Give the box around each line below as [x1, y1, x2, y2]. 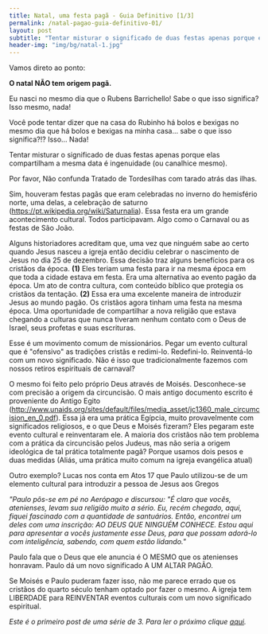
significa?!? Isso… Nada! [9, 134, 89, 144]
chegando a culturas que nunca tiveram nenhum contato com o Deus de [9, 315, 247, 325]
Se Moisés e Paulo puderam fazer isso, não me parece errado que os [9, 576, 236, 585]
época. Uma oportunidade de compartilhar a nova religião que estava [9, 306, 237, 316]
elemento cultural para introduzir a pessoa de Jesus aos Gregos [9, 479, 219, 489]
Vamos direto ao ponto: [9, 63, 86, 72]
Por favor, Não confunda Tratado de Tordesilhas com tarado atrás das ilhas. [9, 174, 258, 184]
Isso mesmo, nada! [9, 103, 71, 112]
